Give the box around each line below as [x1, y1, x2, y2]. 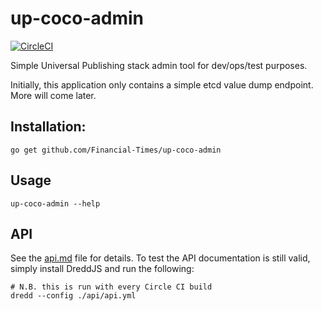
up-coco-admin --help [10, 198, 101, 209]
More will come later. [10, 89, 97, 101]
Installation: [10, 118, 87, 136]
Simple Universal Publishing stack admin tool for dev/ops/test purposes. [10, 59, 308, 71]
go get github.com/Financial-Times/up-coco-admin [10, 145, 222, 155]
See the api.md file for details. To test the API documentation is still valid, [10, 252, 311, 264]
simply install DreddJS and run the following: [10, 263, 195, 275]
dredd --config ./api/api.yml [10, 291, 137, 301]
